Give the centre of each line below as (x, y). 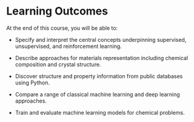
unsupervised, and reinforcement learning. (69, 46)
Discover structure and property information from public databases (99, 76)
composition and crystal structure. (58, 64)
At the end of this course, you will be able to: (62, 28)
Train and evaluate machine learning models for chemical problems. (100, 112)
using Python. (32, 83)
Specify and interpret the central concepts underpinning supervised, (101, 39)
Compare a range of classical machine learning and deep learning (97, 94)
